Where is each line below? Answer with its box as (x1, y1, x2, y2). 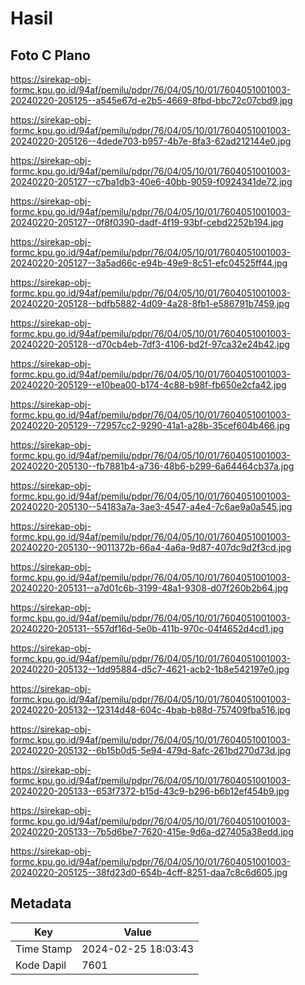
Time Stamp (15, 942, 73, 956)
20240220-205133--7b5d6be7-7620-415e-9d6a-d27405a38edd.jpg (10, 826, 294, 837)
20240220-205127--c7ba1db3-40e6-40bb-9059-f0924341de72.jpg (10, 176, 293, 187)
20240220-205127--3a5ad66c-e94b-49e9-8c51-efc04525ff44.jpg (10, 257, 288, 269)
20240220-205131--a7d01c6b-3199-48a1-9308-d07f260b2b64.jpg (10, 582, 289, 594)
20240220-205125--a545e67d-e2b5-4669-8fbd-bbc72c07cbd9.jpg (10, 95, 293, 106)
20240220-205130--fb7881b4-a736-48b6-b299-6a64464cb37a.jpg (10, 460, 295, 472)
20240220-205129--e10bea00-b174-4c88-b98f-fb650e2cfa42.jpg (10, 379, 287, 391)
